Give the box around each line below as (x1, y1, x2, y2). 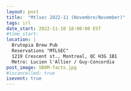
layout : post (6, 8, 39, 15)
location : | (6, 37, 36, 43)
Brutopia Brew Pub (11, 43, 59, 48)
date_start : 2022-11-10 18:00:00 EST (6, 25, 101, 32)
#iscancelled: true (6, 70, 56, 76)
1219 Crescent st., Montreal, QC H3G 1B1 (11, 53, 118, 59)
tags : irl (6, 20, 31, 26)
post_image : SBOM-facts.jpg (6, 64, 77, 71)
